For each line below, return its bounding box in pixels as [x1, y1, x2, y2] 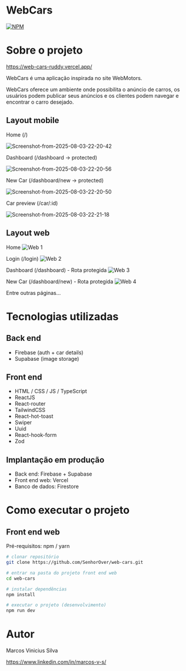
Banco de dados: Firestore [14, 483, 79, 490]
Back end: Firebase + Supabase [14, 470, 92, 477]
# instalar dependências [6, 586, 67, 592]
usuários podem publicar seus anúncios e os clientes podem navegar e [6, 92, 179, 99]
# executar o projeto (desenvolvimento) [6, 602, 107, 608]
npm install [6, 592, 35, 597]
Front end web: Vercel [14, 477, 69, 484]
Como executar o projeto [6, 504, 130, 517]
